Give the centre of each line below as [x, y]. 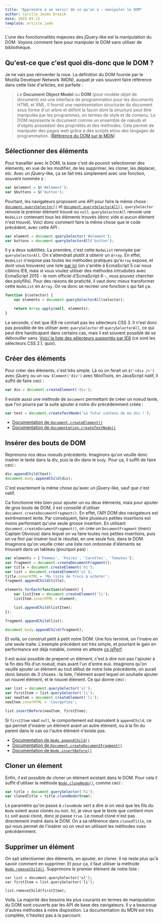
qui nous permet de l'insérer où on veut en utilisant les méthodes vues [76, 826]
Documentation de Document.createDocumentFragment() [67, 745]
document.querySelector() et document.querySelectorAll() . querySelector [79, 206]
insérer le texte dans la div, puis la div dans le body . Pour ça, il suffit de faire [81, 460]
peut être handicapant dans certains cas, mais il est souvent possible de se [81, 333]
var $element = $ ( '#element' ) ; [37, 187]
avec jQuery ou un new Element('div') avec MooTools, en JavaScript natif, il [81, 375]
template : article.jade [29, 23]
